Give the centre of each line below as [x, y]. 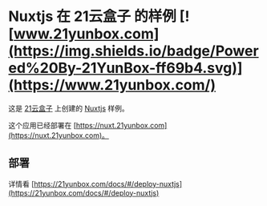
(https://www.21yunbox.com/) [112, 85]
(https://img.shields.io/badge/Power [133, 51]
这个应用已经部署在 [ [42, 125]
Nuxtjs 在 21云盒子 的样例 [92, 16]
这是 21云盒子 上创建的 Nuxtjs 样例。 [69, 108]
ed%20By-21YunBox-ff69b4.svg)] [125, 68]
